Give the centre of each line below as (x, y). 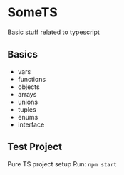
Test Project (35, 147)
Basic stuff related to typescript (53, 32)
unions (27, 102)
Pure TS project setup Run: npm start (62, 164)
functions (32, 79)
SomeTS (33, 12)
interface (31, 124)
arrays (27, 94)
